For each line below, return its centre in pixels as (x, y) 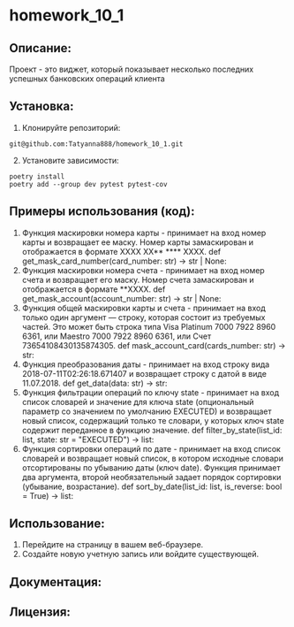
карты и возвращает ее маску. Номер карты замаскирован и (138, 242)
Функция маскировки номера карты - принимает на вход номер (144, 233)
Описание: (41, 48)
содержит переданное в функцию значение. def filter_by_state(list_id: (152, 430)
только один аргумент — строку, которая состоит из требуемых (143, 317)
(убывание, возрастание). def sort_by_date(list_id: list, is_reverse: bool (152, 486)
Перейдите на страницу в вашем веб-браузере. (113, 545)
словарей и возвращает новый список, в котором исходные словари (153, 458)
